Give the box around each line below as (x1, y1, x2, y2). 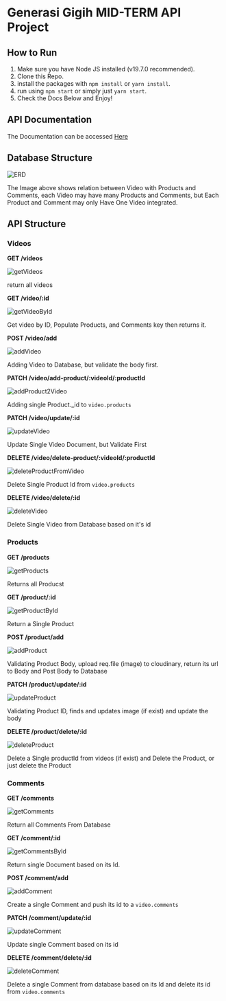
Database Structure (7, 152, 92, 164)
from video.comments (7, 987, 66, 996)
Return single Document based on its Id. (7, 860, 121, 868)
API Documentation (7, 114, 92, 126)
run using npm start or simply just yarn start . (16, 87, 147, 95)
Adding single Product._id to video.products (7, 400, 131, 409)
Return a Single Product (7, 619, 74, 628)
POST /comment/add (7, 873, 68, 882)
